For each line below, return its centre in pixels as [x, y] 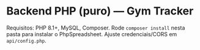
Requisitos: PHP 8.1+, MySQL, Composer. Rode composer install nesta [96, 28]
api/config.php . [27, 40]
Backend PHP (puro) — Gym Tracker [100, 11]
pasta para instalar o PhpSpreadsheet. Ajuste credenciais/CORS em [92, 34]
